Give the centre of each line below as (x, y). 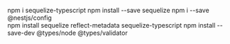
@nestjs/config (29, 18)
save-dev (21, 33)
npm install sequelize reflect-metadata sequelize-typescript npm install (111, 25)
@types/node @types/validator (82, 33)
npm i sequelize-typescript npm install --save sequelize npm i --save (108, 10)
